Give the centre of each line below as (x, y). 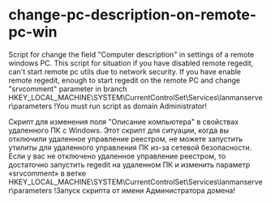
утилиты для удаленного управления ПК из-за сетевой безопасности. (130, 147)
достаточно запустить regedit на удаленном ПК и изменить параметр (129, 164)
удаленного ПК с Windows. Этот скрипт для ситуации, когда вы (119, 130)
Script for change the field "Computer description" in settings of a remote (131, 54)
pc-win (33, 32)
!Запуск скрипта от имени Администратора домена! (145, 190)
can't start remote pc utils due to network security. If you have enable (125, 71)
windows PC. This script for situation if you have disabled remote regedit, (131, 63)
